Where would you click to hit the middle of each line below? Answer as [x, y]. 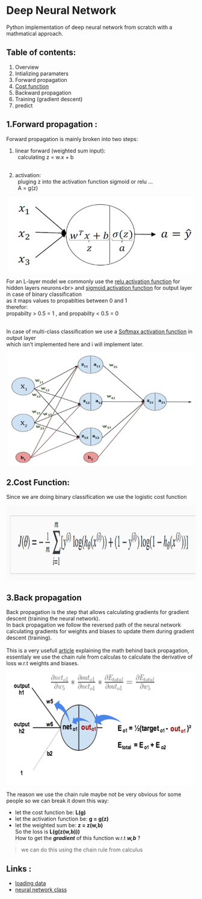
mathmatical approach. [35, 33]
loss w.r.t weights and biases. [43, 663]
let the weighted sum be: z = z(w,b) [59, 825]
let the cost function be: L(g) [50, 813]
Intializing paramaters [42, 74]
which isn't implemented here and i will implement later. [75, 344]
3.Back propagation [44, 597]
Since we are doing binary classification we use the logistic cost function [96, 497]
